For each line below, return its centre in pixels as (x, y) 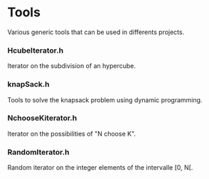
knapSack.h (28, 85)
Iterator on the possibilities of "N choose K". (72, 134)
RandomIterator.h (38, 152)
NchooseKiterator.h (42, 118)
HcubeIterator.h (36, 50)
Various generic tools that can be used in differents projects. (96, 32)
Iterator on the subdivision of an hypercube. (72, 66)
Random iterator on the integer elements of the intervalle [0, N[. (100, 168)
